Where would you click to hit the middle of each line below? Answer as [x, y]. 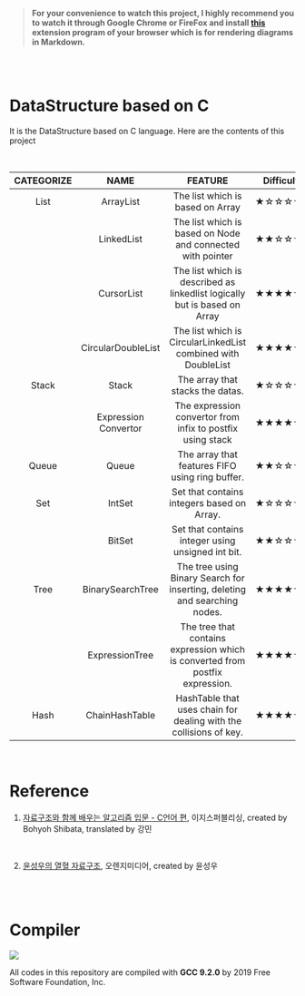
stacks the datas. [207, 391]
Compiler [45, 930]
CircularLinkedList [208, 342]
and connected [208, 244]
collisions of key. [207, 732]
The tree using [207, 566]
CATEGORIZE [43, 181]
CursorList [121, 293]
